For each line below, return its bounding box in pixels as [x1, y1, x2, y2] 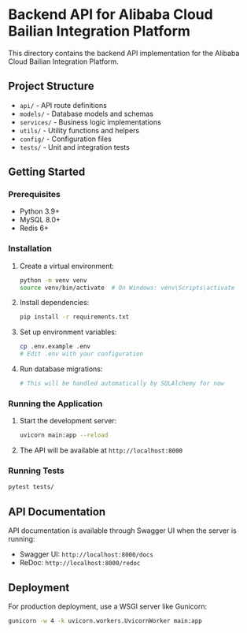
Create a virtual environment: [19, 261, 114, 270]
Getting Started [8, 166, 86, 179]
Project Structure [8, 80, 94, 93]
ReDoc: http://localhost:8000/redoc [19, 558, 141, 568]
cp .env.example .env [19, 343, 90, 351]
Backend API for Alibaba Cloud [8, 6, 214, 24]
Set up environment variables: [19, 327, 117, 337]
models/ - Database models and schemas [19, 109, 153, 118]
